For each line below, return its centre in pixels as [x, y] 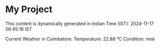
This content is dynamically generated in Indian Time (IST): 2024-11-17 [80, 24]
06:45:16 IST [19, 29]
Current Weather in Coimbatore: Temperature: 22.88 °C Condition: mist [80, 39]
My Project [29, 9]
